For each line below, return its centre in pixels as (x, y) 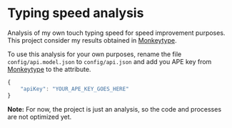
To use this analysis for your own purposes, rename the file (95, 54)
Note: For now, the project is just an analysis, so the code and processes (115, 109)
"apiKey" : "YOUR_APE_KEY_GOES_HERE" (75, 89)
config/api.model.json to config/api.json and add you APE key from (110, 61)
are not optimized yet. (40, 117)
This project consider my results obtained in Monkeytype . (92, 40)
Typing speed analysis (76, 13)
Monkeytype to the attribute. (49, 69)
